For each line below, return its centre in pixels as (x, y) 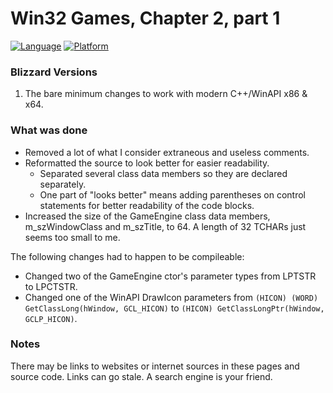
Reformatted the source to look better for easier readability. (147, 163)
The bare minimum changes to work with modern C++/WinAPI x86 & (166, 94)
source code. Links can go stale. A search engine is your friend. (141, 376)
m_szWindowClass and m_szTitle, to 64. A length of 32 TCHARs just (165, 226)
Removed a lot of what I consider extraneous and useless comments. (167, 152)
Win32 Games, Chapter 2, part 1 (145, 18)
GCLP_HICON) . (51, 318)
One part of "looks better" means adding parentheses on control (172, 194)
